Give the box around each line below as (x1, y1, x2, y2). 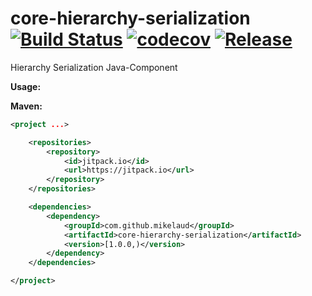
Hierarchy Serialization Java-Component (10, 61, 178, 73)
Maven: (10, 100, 43, 112)
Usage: (10, 80, 42, 92)
